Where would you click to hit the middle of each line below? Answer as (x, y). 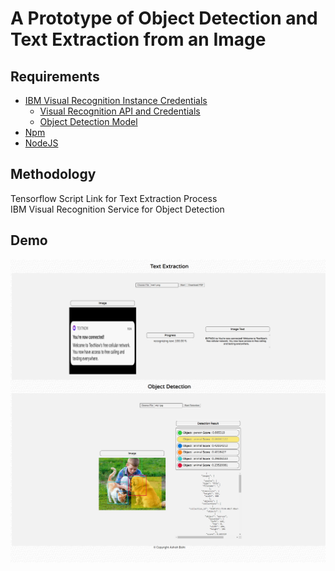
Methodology (53, 174)
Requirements (55, 76)
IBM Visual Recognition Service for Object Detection (117, 209)
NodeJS (41, 143)
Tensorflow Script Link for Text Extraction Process (114, 198)
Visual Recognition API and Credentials (120, 111)
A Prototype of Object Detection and (164, 18)
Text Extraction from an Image (138, 39)
